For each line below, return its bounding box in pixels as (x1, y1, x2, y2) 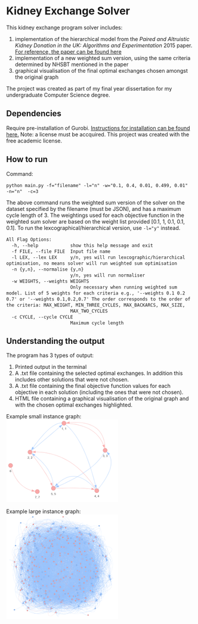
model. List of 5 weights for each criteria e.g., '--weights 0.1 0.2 (6, 290, 185, 296)
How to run (6, 154, 48, 164)
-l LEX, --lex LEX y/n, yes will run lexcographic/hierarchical (11, 254, 185, 260)
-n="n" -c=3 (6, 188, 39, 194)
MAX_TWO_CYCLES (70, 308, 109, 314)
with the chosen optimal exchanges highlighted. (14, 401, 133, 409)
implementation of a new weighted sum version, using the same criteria (14, 54, 191, 61)
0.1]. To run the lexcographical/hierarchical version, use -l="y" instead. (6, 224, 181, 231)
